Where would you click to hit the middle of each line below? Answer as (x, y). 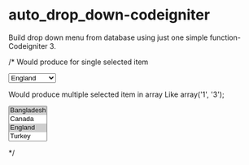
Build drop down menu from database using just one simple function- (125, 37)
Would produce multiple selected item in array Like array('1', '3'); (117, 94)
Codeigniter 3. (33, 46)
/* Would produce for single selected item (79, 62)
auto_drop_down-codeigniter (109, 15)
